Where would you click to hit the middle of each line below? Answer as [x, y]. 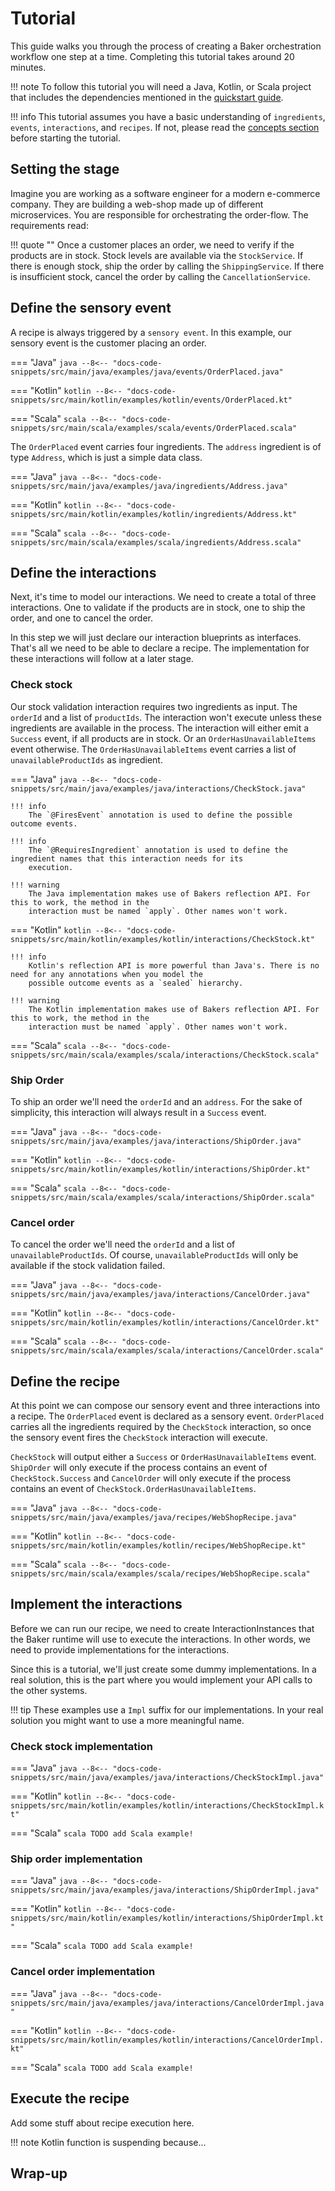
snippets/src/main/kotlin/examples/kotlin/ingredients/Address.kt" [154, 514]
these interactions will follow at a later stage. [102, 659]
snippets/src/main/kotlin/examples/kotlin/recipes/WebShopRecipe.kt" [158, 1546]
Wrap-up [39, 2173]
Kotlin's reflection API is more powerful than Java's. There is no [174, 965]
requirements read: [49, 225]
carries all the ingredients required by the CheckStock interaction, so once [161, 1427]
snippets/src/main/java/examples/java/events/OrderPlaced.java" [147, 372]
